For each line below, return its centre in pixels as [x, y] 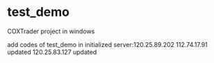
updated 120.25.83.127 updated [52, 52]
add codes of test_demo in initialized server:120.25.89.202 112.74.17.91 [108, 44]
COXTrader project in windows [51, 31]
